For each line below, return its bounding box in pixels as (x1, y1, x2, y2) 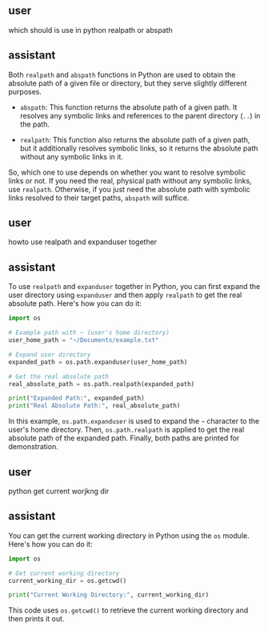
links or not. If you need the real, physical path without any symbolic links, (8, 175, 252, 185)
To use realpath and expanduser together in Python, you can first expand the (8, 282, 261, 291)
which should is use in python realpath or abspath (8, 25, 174, 34)
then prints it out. (8, 614, 65, 624)
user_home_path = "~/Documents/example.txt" (8, 336, 159, 344)
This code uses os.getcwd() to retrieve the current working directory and (8, 605, 249, 615)
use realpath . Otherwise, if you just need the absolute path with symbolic (8, 184, 250, 194)
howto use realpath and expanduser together (8, 237, 158, 247)
